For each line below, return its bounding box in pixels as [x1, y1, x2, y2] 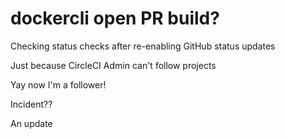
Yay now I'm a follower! [10, 78, 107, 91]
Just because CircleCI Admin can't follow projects [10, 59, 217, 71]
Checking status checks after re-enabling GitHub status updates [10, 40, 276, 52]
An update [10, 117, 53, 129]
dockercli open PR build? [10, 7, 220, 30]
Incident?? [10, 98, 53, 110]
